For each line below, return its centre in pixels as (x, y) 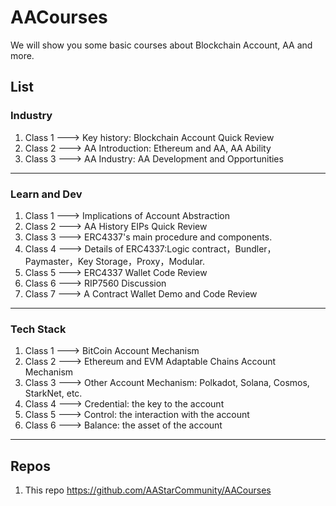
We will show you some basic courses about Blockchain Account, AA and (161, 45)
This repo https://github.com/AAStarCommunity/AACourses (148, 490)
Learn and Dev (46, 194)
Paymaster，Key (59, 261)
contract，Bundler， (234, 248)
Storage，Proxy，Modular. (150, 261)
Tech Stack (38, 329)
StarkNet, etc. (53, 393)
